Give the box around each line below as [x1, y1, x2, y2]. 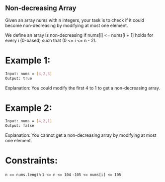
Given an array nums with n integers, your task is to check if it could [5, 17, 145, 23]
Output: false [5, 123, 35, 128]
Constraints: [5, 155, 58, 166]
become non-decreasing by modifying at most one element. [5, 22, 128, 28]
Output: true [5, 76, 32, 81]
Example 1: [5, 55, 51, 66]
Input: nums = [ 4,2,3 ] [5, 71, 52, 76]
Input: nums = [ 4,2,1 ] [5, 119, 52, 124]
